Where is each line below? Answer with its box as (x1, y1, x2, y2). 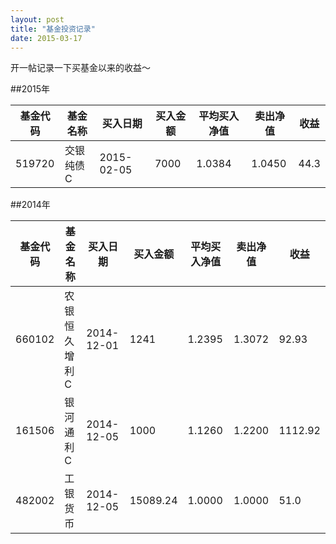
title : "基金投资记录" (10, 24, 96, 34)
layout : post (10, 14, 65, 25)
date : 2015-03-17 (10, 33, 83, 43)
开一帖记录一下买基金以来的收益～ (10, 62, 151, 74)
